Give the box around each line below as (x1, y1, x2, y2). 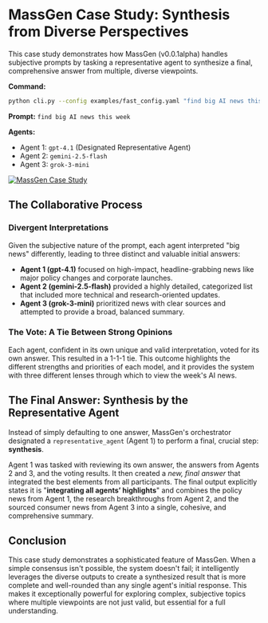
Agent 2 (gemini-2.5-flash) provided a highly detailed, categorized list (19, 282, 253, 291)
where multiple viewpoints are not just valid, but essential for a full (8, 597, 226, 607)
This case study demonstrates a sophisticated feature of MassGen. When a (8, 555, 257, 565)
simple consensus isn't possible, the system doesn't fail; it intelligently (8, 564, 239, 573)
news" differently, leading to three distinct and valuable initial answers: (8, 249, 241, 258)
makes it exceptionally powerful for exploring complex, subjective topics (8, 589, 246, 599)
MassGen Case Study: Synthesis (8, 6, 231, 24)
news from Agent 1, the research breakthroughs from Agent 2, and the (8, 493, 239, 503)
